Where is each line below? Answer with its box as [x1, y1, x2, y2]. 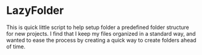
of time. [6, 43, 25, 50]
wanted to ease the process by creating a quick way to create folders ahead [6, 36, 197, 44]
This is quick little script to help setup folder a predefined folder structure [6, 24, 189, 31]
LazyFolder [6, 4, 64, 18]
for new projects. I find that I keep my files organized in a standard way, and [6, 30, 196, 37]
